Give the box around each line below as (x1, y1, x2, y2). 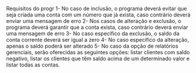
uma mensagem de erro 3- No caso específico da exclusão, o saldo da (6, 30, 180, 37)
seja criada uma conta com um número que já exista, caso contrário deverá (6, 11, 191, 18)
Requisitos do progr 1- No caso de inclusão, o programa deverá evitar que (6, 5, 187, 12)
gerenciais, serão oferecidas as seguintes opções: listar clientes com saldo (6, 49, 190, 55)
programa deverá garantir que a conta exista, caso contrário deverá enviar (6, 24, 188, 31)
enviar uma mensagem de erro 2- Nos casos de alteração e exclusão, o (6, 18, 181, 24)
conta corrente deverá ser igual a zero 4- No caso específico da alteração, (6, 36, 189, 43)
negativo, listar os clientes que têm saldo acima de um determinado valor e (6, 55, 190, 62)
